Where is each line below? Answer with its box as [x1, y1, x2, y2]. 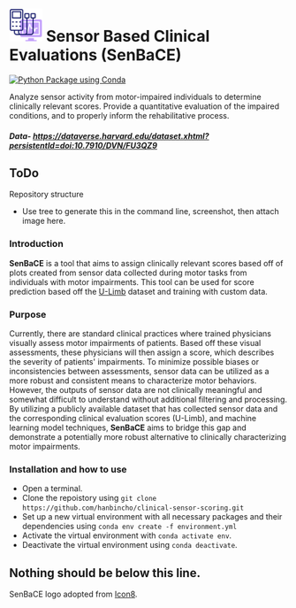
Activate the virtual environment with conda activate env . [21, 530, 232, 541]
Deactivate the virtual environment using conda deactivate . [21, 540, 238, 550]
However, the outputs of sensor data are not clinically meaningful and [9, 384, 262, 395]
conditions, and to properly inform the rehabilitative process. [9, 110, 230, 120]
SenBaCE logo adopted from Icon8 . [9, 589, 138, 600]
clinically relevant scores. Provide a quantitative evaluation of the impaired [9, 101, 280, 112]
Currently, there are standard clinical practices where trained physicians [9, 327, 272, 339]
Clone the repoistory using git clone [21, 493, 157, 504]
